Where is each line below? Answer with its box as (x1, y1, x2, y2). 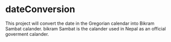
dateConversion (5, 4, 75, 15)
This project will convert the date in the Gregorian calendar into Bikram (5, 20, 155, 26)
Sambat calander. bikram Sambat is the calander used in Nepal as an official (5, 25, 166, 31)
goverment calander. (5, 31, 49, 37)
